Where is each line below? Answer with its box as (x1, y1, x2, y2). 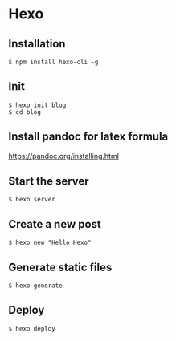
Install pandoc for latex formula (8, 130, 169, 144)
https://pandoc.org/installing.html (8, 151, 119, 160)
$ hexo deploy (8, 324, 56, 333)
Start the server (8, 174, 90, 189)
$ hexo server (8, 196, 56, 204)
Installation (8, 37, 66, 51)
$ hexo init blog (8, 101, 67, 109)
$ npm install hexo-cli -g (8, 58, 99, 66)
